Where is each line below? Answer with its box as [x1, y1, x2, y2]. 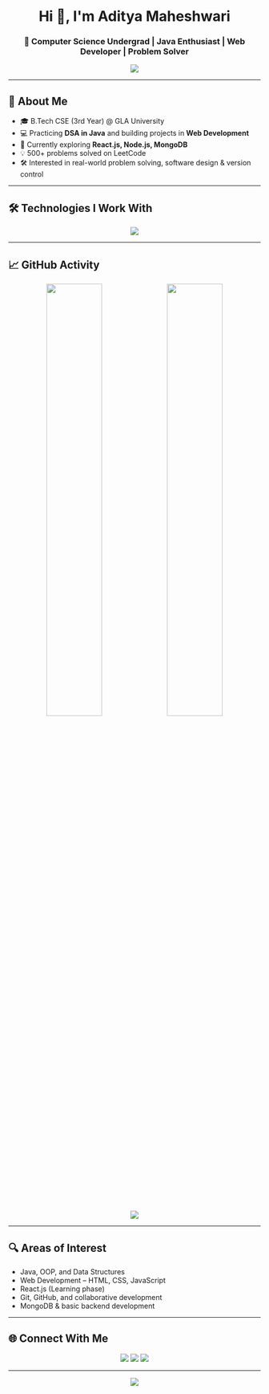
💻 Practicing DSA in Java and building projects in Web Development [19, 128, 250, 138]
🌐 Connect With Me [8, 1332, 109, 1346]
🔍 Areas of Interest [8, 1241, 106, 1255]
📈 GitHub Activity [8, 258, 100, 271]
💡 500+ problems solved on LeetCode [19, 149, 147, 158]
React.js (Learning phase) [19, 1284, 106, 1294]
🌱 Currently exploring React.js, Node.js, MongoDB [19, 140, 188, 149]
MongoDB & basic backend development [19, 1301, 155, 1310]
